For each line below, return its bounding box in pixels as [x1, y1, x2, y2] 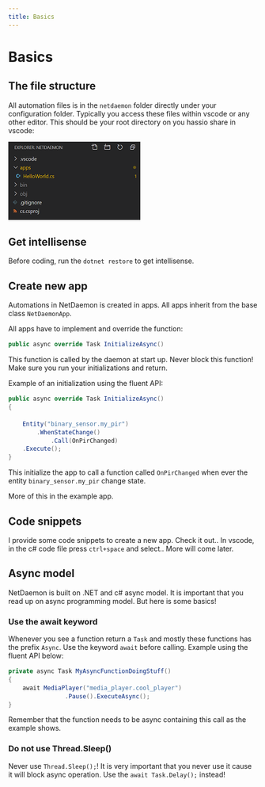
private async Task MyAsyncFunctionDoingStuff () [8, 667, 172, 675]
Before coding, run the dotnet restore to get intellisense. [8, 256, 195, 266]
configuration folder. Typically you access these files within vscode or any [8, 109, 251, 118]
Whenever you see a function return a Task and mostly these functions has [8, 634, 252, 644]
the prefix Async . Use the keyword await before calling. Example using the [8, 643, 248, 652]
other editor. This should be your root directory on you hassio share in [8, 117, 236, 127]
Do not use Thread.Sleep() [8, 743, 112, 755]
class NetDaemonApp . [8, 309, 72, 319]
